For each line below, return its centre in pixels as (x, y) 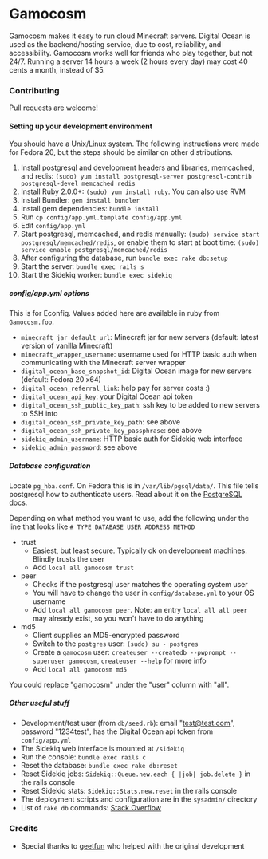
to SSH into (39, 414)
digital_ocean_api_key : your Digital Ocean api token (107, 396)
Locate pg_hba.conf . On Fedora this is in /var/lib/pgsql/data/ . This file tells (134, 486)
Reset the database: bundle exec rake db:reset (99, 766)
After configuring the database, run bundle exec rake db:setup (124, 258)
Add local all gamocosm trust (83, 568)
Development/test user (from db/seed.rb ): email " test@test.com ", (128, 723)
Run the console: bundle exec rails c (83, 757)
